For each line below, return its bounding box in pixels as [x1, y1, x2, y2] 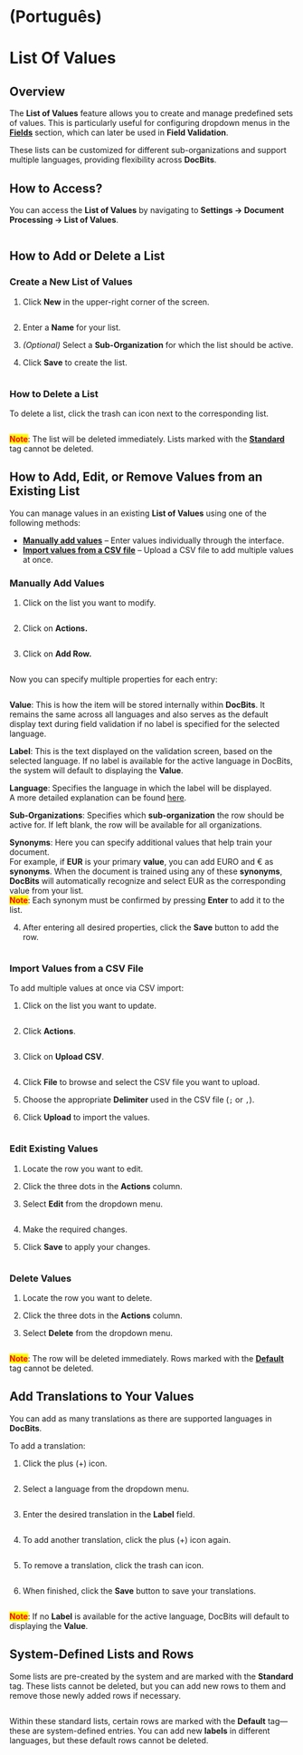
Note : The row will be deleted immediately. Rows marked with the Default [9, 1353, 285, 1363]
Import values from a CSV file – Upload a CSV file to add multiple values [22, 544, 294, 555]
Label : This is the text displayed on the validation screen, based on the [9, 746, 273, 757]
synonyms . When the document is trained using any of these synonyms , [9, 866, 283, 877]
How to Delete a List [9, 387, 99, 400]
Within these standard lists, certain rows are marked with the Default [9, 1715, 266, 1726]
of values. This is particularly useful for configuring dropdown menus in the [9, 118, 290, 129]
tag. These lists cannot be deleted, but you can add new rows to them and [9, 1680, 287, 1692]
